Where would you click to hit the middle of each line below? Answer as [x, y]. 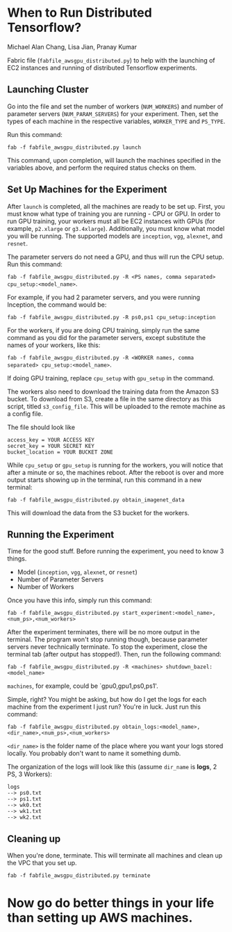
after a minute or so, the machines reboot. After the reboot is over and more [116, 472]
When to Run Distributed [80, 13]
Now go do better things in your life [111, 903]
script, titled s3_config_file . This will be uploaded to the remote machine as [116, 406]
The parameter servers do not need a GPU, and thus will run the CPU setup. [116, 257]
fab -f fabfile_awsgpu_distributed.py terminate [79, 876]
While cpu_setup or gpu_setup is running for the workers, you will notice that [115, 465]
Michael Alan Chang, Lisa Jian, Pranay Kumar [72, 47]
